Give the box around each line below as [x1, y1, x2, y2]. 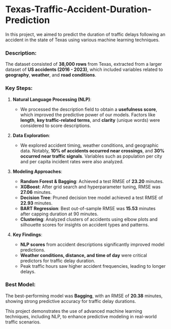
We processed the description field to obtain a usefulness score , [20, 106, 158, 112]
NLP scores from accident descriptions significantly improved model [20, 241, 164, 247]
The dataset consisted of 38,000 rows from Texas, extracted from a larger [5, 61, 162, 67]
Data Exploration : [12, 132, 50, 138]
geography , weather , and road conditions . [5, 72, 97, 78]
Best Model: [5, 281, 36, 288]
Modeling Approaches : [12, 168, 63, 174]
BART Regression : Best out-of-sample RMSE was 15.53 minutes [20, 205, 156, 211]
